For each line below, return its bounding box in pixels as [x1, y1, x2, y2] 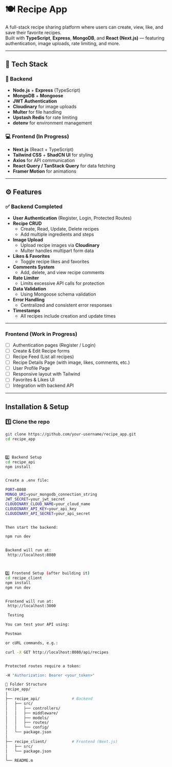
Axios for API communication [12, 157, 75, 163]
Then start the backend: [5, 525, 58, 530]
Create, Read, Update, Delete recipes [20, 225, 99, 232]
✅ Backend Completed [5, 203, 63, 210]
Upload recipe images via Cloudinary [20, 242, 100, 248]
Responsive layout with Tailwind [12, 371, 80, 377]
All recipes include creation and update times [20, 313, 116, 319]
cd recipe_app [5, 436, 36, 442]
